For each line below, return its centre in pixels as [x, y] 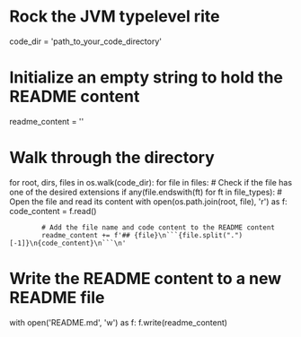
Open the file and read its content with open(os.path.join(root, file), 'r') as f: [148, 201]
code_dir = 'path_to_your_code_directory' [85, 41]
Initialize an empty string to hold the [146, 78]
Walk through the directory [112, 158]
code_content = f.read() [53, 211]
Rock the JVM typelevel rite [115, 17]
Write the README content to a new [146, 279]
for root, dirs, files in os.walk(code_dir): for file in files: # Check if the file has [151, 182]
